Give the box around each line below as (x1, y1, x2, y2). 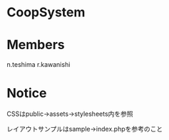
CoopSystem (6, 4, 86, 21)
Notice (6, 85, 47, 102)
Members (6, 37, 65, 53)
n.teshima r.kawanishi (6, 60, 71, 69)
